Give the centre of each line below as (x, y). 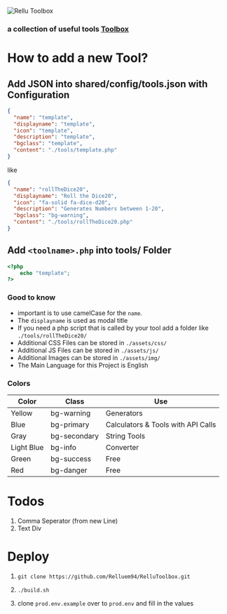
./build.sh (33, 590)
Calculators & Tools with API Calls (161, 425)
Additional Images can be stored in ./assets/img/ (89, 357)
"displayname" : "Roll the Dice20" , (66, 196)
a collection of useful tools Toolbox (68, 29)
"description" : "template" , (55, 137)
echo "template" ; (45, 273)
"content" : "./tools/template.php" (66, 150)
